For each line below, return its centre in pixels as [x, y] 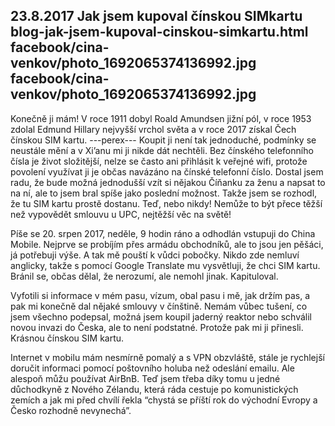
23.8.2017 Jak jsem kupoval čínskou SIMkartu [156, 16]
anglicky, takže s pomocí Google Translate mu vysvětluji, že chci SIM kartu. [165, 265]
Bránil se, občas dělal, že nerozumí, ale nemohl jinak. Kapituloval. [144, 276]
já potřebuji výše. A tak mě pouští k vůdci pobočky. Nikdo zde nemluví [155, 255]
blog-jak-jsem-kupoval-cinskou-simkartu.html [159, 32]
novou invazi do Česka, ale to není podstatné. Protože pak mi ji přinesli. [157, 327]
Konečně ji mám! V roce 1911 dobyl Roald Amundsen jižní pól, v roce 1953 [161, 118]
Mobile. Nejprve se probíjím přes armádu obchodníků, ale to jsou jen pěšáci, [167, 244]
